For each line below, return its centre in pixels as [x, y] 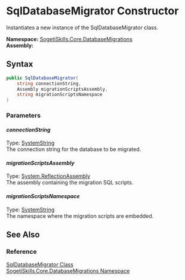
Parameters [23, 116]
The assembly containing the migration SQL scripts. [70, 183]
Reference [21, 251]
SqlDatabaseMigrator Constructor [92, 11]
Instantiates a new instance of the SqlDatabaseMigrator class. [82, 27]
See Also [23, 235]
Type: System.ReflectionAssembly [48, 176]
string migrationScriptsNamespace [60, 95]
